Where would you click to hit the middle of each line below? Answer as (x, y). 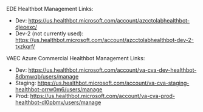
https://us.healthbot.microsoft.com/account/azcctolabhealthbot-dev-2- (105, 40)
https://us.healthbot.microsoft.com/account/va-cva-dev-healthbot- (112, 70)
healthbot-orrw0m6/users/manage (59, 89)
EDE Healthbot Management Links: (50, 9)
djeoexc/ (26, 27)
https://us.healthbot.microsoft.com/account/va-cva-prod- (102, 96)
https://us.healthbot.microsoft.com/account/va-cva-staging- (113, 83)
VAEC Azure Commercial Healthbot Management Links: (76, 58)
